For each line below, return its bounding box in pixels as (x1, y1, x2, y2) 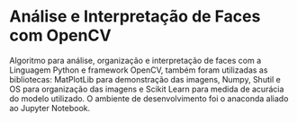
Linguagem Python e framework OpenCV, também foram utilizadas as (9, 65, 268, 75)
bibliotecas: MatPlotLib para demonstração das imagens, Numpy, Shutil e (9, 74, 281, 84)
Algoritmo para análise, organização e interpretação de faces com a (9, 55, 262, 65)
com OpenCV (9, 25, 112, 46)
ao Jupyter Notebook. (9, 102, 91, 113)
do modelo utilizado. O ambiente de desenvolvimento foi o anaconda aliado (9, 92, 289, 104)
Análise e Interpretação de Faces (9, 6, 261, 27)
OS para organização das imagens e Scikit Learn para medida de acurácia (9, 83, 284, 94)
